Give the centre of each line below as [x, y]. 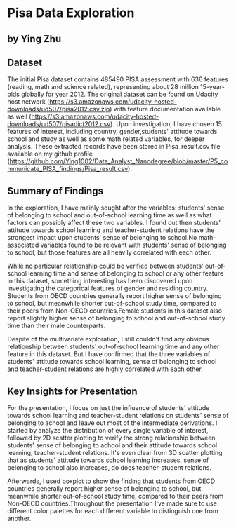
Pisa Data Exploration [71, 13]
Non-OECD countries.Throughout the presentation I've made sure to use [112, 503]
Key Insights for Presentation [73, 391]
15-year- [212, 87]
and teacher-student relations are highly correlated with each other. [105, 369]
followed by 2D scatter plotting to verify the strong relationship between [111, 438]
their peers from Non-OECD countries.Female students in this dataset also [115, 311]
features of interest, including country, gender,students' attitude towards [112, 132]
